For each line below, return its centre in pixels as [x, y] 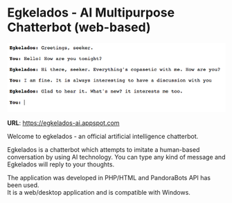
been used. [23, 185]
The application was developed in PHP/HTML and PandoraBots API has [109, 178]
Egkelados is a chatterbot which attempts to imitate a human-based [104, 150]
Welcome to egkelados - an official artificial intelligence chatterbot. [103, 137]
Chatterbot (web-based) [79, 27]
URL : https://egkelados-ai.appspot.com [63, 123]
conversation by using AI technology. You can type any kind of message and [116, 157]
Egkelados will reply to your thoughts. [61, 164]
